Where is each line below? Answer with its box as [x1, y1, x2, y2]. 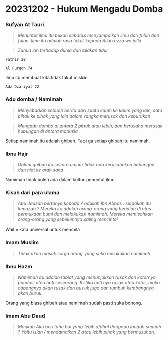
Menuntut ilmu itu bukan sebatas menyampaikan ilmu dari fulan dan [17, 32, 160, 38]
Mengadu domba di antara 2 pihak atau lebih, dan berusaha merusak [17, 123, 163, 129]
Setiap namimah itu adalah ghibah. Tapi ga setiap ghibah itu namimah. [5, 138, 150, 144]
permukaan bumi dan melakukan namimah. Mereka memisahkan [17, 211, 153, 217]
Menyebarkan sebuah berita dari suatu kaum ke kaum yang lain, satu [17, 107, 162, 114]
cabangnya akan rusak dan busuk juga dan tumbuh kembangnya [17, 285, 154, 291]
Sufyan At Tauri [5, 21, 44, 28]
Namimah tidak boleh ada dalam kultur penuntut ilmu [5, 177, 115, 183]
